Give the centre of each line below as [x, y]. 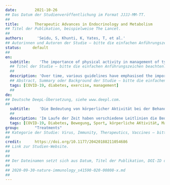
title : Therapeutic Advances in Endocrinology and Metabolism [79, 24]
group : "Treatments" [34, 128]
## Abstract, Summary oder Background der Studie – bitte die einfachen [88, 81]
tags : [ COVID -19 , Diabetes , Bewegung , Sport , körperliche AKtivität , [84, 123]
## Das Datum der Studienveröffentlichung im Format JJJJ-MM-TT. [75, 15]
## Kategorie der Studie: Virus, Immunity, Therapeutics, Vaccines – [80, 132]
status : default [27, 48]
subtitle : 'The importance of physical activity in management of [84, 62]
